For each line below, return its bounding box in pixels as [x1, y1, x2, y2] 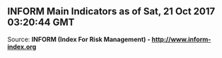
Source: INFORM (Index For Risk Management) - [7, 35, 151, 43]
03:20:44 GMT [7, 17, 75, 29]
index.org [7, 42, 37, 51]
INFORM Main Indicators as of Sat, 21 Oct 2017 [7, 6, 216, 17]
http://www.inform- [151, 35, 211, 43]
